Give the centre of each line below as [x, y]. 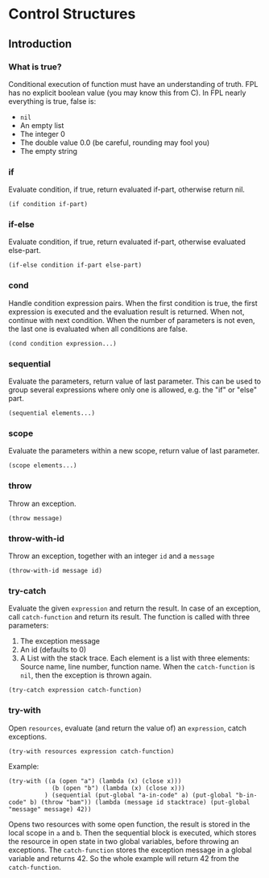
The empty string [49, 151]
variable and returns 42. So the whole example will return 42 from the [124, 858]
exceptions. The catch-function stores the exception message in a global [130, 850]
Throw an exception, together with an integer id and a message [112, 556]
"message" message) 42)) [50, 809]
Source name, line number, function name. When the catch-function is [137, 667]
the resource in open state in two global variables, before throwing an [124, 841]
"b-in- [246, 795]
